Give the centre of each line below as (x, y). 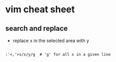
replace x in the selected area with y (51, 40)
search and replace (37, 28)
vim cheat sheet (40, 9)
